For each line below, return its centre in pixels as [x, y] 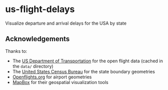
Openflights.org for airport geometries [52, 77]
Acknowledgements [37, 39]
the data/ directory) [33, 66]
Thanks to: [16, 51]
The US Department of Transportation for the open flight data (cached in [88, 61]
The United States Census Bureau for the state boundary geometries [83, 71]
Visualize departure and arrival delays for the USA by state [66, 23]
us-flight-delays [40, 9]
